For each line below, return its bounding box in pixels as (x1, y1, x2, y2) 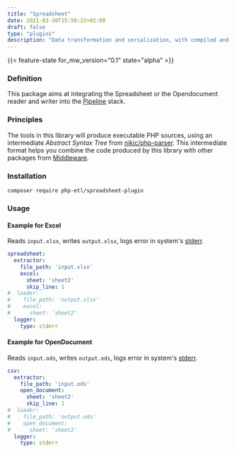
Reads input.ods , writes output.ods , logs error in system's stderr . (7, 353, 198, 362)
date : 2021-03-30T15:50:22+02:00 (7, 17, 106, 24)
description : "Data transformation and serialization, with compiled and (7, 37, 230, 44)
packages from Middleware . (7, 153, 90, 162)
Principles (7, 114, 43, 124)
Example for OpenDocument (7, 338, 93, 346)
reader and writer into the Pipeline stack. (7, 97, 126, 106)
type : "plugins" (7, 30, 55, 37)
